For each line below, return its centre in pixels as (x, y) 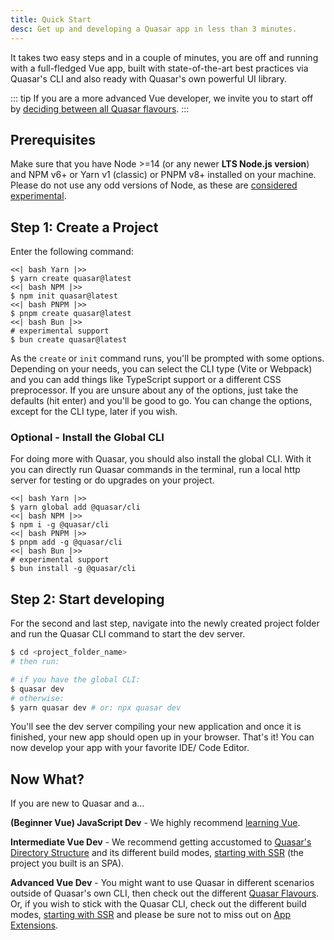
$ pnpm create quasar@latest (71, 314)
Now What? (47, 779)
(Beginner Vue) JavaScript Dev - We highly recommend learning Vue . (155, 823)
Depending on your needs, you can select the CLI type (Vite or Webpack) (161, 369)
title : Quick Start (51, 19)
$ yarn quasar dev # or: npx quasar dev (96, 707)
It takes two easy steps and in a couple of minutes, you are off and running (164, 57)
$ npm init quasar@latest (64, 296)
